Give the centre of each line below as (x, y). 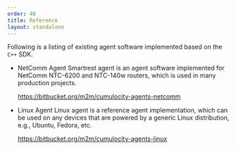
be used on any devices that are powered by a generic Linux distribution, (123, 118)
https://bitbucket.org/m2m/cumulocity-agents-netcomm (99, 96)
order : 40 (22, 14)
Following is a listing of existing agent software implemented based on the (115, 47)
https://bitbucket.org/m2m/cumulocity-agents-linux (92, 139)
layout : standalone (36, 27)
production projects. (47, 83)
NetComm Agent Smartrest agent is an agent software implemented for (121, 68)
